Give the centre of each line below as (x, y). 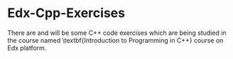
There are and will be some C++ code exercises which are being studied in (117, 33)
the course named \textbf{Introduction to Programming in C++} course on (115, 40)
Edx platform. (27, 48)
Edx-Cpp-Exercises (66, 13)
